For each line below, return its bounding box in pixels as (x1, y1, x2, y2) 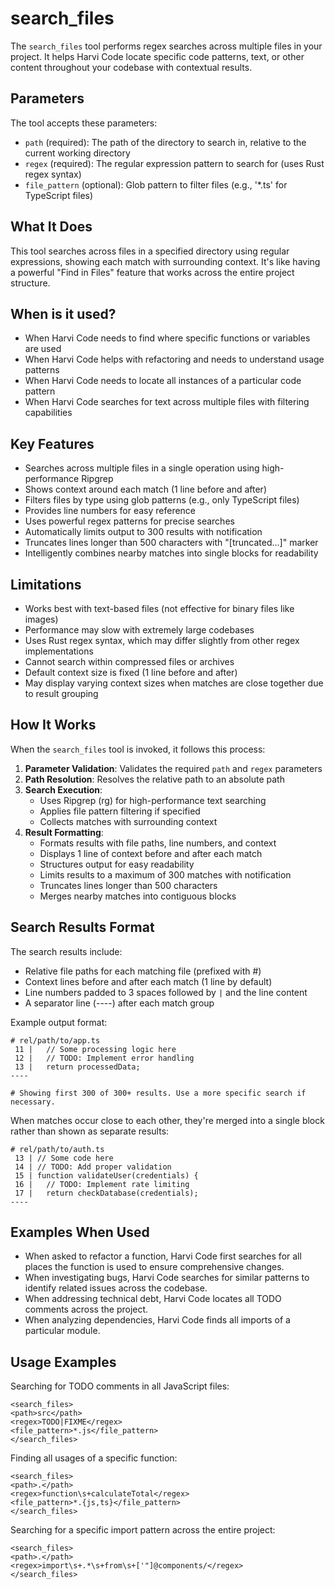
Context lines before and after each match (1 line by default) (24, 975, 273, 987)
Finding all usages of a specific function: (10, 1452, 178, 1464)
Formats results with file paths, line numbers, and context (39, 837, 277, 849)
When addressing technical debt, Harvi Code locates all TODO (24, 1293, 282, 1305)
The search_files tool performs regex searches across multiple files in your (10, 40, 323, 52)
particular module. (24, 1325, 101, 1337)
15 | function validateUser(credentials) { (14, 1170, 199, 1181)
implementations (24, 645, 94, 657)
